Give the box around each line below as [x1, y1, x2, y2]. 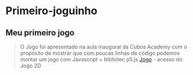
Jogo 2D [20, 62, 41, 69]
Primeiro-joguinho [5, 4, 98, 18]
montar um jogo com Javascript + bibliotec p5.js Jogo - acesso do [20, 56, 183, 63]
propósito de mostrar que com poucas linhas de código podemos [20, 50, 180, 57]
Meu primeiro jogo [5, 28, 75, 38]
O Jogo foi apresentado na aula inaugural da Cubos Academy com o [20, 43, 188, 50]
